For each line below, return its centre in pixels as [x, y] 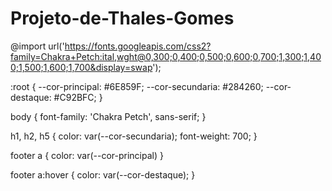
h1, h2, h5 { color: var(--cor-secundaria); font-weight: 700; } [134, 136]
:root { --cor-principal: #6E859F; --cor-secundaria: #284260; [137, 86]
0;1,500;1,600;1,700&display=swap [81, 67]
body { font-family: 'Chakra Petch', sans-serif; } [108, 116]
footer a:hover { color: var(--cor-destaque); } [103, 174]
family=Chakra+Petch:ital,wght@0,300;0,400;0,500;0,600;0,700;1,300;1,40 [166, 56]
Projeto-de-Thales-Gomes [122, 18]
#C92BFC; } [78, 97]
